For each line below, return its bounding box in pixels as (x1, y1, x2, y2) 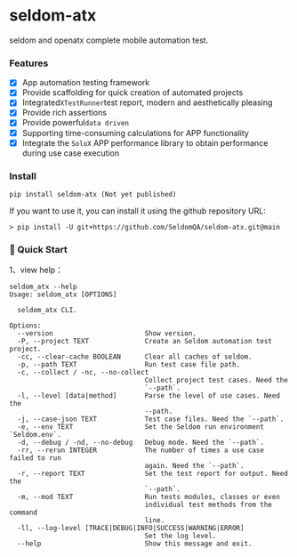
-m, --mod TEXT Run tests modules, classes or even (17, 493, 280, 502)
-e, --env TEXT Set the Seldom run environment (17, 423, 265, 432)
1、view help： (9, 264, 64, 276)
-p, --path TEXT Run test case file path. (17, 360, 241, 369)
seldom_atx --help (9, 282, 77, 292)
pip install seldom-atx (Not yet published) (9, 190, 177, 198)
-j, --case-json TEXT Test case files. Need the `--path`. (17, 415, 285, 424)
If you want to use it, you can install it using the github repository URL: (9, 206, 267, 216)
